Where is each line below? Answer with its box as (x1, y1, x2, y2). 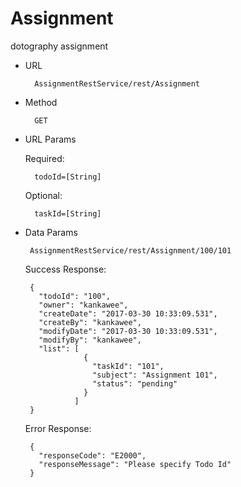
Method (24, 96, 58, 108)
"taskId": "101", (92, 361, 165, 371)
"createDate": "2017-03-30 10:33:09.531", (38, 308, 218, 319)
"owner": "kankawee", (38, 300, 129, 310)
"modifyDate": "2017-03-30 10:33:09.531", (38, 326, 218, 336)
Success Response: (24, 263, 107, 275)
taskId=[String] (34, 208, 102, 219)
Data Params (24, 226, 78, 238)
